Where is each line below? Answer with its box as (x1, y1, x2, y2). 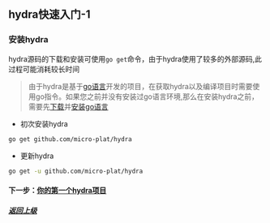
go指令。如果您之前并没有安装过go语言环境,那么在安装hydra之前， (35, 92, 259, 101)
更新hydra (19, 151, 54, 161)
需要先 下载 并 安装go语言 (28, 101, 109, 111)
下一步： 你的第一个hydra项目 (8, 186, 107, 195)
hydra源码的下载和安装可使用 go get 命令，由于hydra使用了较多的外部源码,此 (8, 54, 262, 63)
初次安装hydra (19, 118, 69, 128)
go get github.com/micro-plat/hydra (8, 135, 132, 144)
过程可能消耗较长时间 (8, 64, 79, 74)
